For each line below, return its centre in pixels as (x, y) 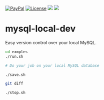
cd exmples (16, 52)
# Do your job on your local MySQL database (52, 65)
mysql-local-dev (40, 29)
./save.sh (15, 75)
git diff (14, 84)
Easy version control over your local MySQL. (51, 42)
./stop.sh (15, 93)
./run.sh (14, 56)
